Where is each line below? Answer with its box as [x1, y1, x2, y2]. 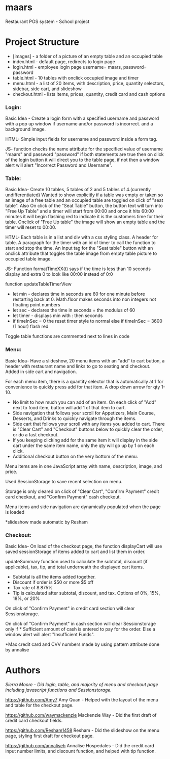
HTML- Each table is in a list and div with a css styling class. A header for [5, 234, 158, 241]
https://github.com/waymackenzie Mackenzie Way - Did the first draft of [5, 712, 157, 718]
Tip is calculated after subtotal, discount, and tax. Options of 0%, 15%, [12, 590, 160, 596]
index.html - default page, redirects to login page [12, 58, 115, 65]
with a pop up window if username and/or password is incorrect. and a [5, 121, 153, 127]
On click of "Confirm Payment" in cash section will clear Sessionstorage [5, 621, 156, 627]
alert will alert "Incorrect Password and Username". [5, 162, 113, 168]
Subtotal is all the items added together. [12, 574, 96, 580]
